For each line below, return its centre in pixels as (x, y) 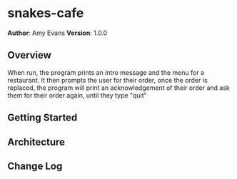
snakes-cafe (46, 13)
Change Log (35, 166)
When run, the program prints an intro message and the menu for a (106, 72)
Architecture (36, 142)
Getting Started (42, 118)
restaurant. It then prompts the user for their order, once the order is (108, 80)
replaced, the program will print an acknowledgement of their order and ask (118, 88)
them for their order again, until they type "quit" (77, 95)
